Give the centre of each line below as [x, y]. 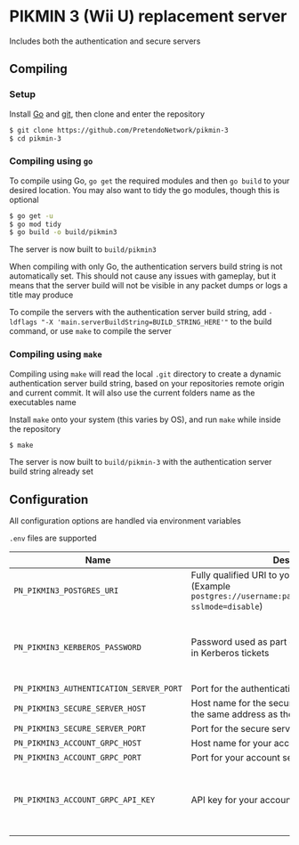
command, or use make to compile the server [90, 331]
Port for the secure [230, 729]
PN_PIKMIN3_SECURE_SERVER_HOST [80, 709]
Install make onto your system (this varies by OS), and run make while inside [145, 419]
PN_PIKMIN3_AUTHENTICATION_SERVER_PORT [98, 689]
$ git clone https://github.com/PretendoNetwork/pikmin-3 [119, 130]
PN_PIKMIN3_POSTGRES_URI [66, 591]
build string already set [51, 471]
